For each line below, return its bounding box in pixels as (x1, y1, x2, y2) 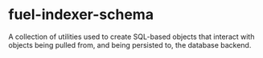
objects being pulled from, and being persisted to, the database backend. (8, 40, 252, 49)
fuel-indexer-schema (8, 6, 154, 24)
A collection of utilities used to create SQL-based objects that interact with (8, 32, 255, 41)
